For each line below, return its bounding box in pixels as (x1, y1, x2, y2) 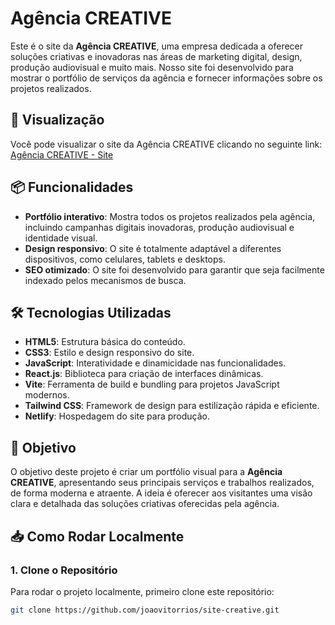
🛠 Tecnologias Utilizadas (10, 304, 172, 321)
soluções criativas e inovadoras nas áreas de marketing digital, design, (10, 50, 303, 62)
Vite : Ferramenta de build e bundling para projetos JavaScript (24, 378, 280, 391)
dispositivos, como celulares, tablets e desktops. (24, 253, 226, 265)
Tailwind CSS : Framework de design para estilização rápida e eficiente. (24, 400, 320, 412)
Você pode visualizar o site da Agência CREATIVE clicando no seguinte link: (10, 138, 323, 150)
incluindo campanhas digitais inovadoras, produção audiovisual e (24, 221, 295, 233)
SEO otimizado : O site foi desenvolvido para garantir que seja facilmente (24, 263, 325, 276)
